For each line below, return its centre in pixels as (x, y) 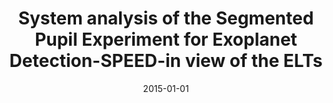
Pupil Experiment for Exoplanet (166, 39)
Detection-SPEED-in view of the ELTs (166, 61)
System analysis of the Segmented (166, 18)
